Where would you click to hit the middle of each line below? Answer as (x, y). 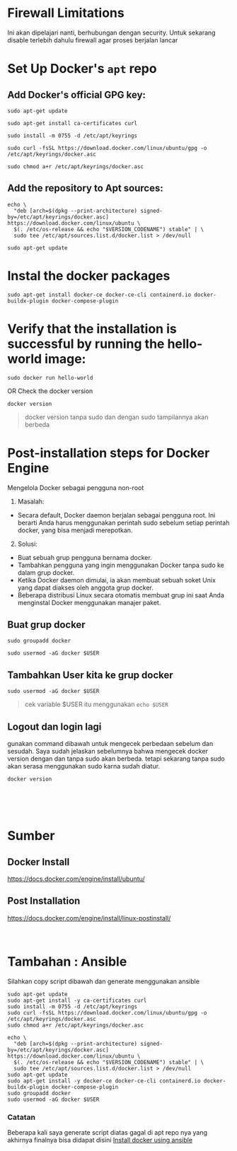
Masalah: (31, 501)
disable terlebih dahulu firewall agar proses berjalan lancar (93, 40)
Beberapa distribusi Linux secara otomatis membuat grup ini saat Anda (121, 595)
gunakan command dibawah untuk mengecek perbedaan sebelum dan (110, 743)
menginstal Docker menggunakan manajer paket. (89, 602)
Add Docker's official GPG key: (77, 94)
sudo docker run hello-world (50, 378)
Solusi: (27, 544)
